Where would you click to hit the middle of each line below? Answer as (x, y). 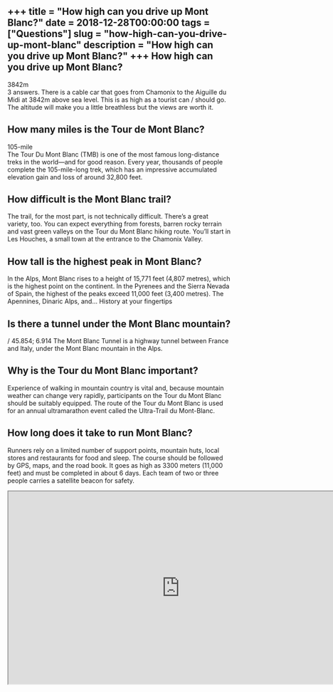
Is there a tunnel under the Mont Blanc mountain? (119, 324)
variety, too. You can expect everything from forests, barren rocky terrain (115, 224)
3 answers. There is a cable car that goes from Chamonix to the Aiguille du (117, 92)
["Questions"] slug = (54, 34)
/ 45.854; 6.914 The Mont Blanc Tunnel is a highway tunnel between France (118, 341)
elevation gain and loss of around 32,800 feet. (75, 177)
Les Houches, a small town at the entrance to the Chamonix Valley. (105, 239)
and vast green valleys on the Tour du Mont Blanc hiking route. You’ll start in (119, 231)
